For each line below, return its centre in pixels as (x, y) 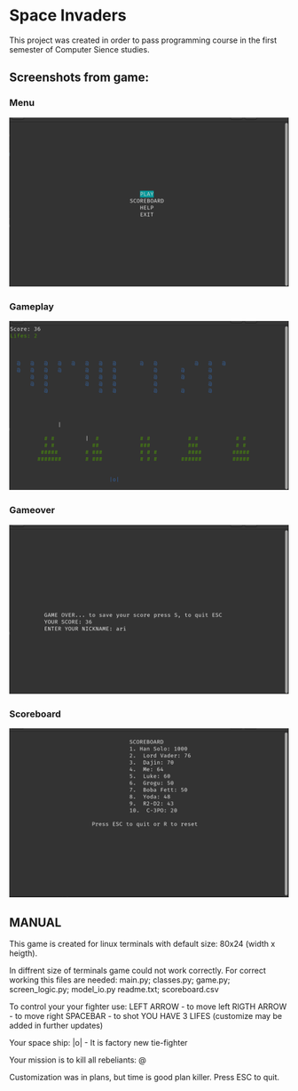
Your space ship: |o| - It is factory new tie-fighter (98, 1043)
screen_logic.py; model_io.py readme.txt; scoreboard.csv (114, 990)
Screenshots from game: (79, 78)
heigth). (24, 953)
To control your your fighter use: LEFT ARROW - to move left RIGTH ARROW (148, 1007)
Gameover (32, 510)
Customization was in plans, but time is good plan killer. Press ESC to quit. (145, 1078)
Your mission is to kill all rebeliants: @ (78, 1060)
